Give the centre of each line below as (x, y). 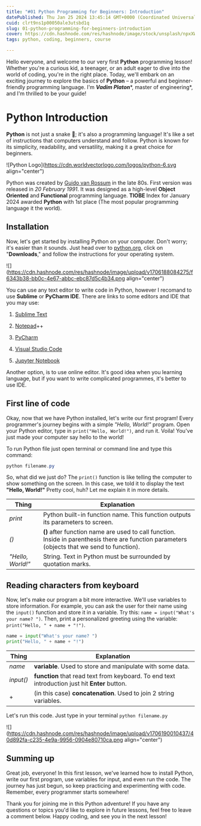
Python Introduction (57, 118)
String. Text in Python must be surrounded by (106, 556)
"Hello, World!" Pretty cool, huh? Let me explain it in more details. (88, 490)
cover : (14, 34)
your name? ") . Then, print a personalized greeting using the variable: (92, 619)
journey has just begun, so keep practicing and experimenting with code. (96, 785)
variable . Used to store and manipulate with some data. (112, 666)
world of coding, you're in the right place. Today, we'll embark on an (90, 74)
